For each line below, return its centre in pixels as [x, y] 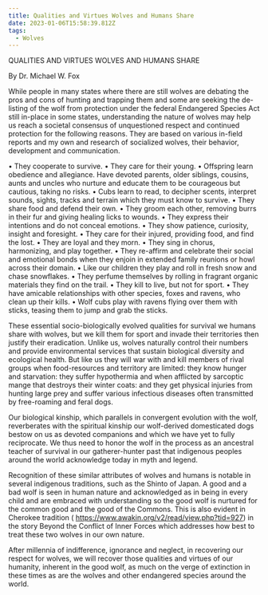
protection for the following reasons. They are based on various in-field [126, 134]
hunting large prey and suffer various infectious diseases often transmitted [131, 394]
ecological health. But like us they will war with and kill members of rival [126, 360]
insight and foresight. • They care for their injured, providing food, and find [131, 234]
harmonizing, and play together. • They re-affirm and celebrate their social [131, 251]
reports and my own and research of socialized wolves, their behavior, [124, 142]
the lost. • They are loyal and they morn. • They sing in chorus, [112, 242]
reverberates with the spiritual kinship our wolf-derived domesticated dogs [131, 426]
